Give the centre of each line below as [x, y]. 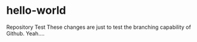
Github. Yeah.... [25, 33]
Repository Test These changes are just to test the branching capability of [99, 27]
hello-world [36, 10]
